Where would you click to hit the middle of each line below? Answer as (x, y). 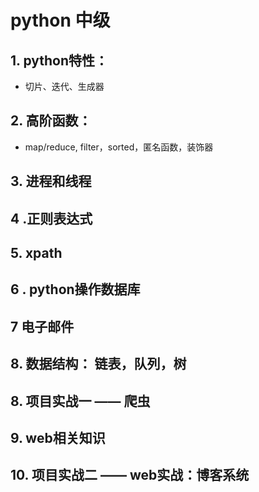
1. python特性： (59, 60)
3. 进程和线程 (51, 181)
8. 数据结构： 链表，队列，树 (98, 364)
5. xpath (36, 252)
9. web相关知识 (58, 437)
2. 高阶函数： (51, 121)
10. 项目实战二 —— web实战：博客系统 (130, 475)
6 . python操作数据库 (75, 289)
